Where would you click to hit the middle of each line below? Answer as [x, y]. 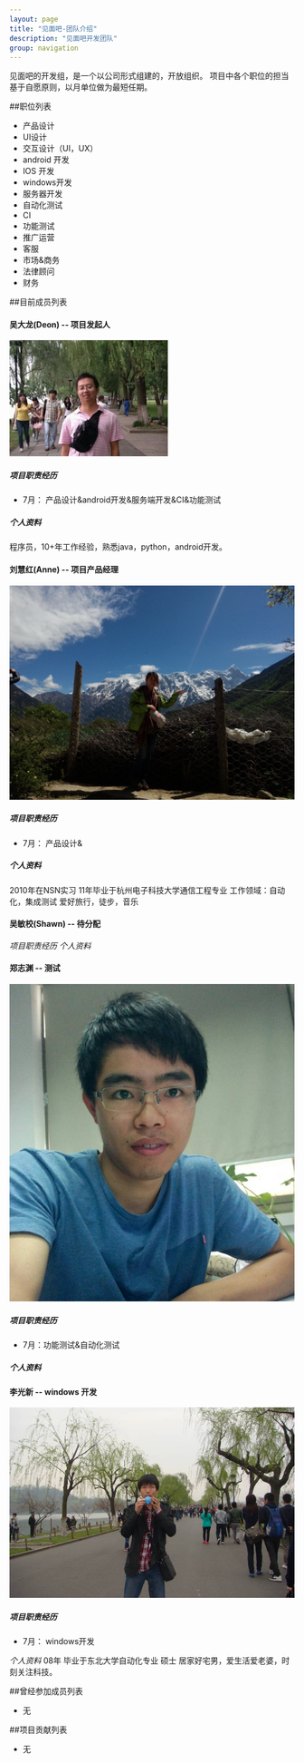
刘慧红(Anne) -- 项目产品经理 [64, 569]
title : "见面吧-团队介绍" [53, 29]
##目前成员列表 [38, 302]
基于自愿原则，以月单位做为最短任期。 [81, 87]
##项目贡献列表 [38, 1730]
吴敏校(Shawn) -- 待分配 [55, 924]
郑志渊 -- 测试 [35, 968]
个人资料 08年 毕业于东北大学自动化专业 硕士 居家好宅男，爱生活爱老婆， [146, 1661]
